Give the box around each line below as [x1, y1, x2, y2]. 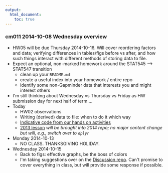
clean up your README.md [20, 71, 70, 77]
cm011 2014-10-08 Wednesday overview [5, 33, 107, 40]
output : [5, 7, 22, 13]
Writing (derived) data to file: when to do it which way [20, 114, 131, 120]
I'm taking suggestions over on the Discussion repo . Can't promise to [20, 156, 163, 162]
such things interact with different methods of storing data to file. [12, 55, 147, 61]
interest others [20, 87, 51, 93]
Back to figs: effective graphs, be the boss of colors [20, 151, 127, 157]
